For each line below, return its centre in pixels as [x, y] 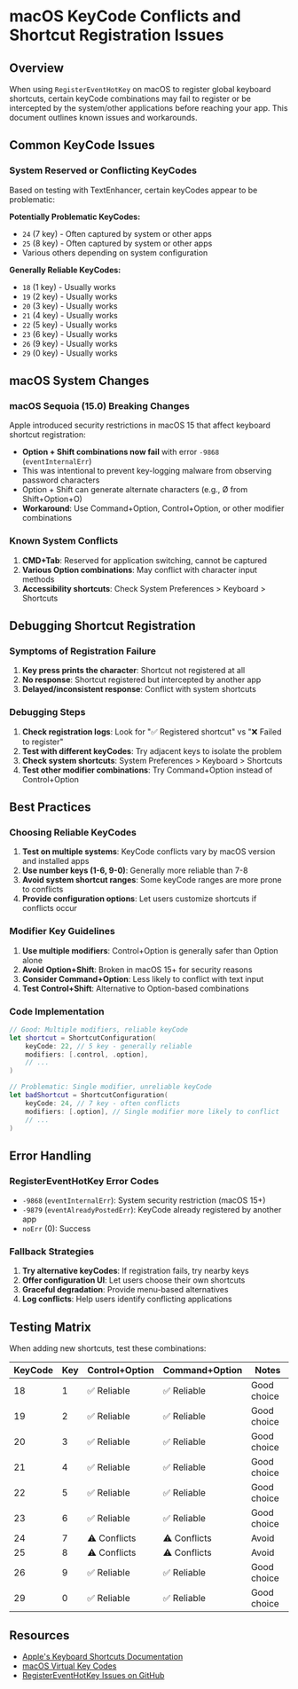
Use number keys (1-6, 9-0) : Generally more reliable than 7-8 [135, 870]
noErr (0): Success [56, 1229]
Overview [37, 68]
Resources [39, 1635]
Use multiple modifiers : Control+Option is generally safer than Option [150, 950]
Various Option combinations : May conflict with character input [139, 570]
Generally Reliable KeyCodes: [65, 270]
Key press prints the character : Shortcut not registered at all [133, 671]
